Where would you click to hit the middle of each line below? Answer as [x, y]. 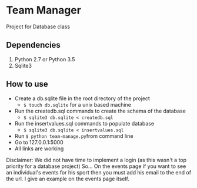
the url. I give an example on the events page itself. [68, 179]
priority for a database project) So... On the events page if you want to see [96, 166]
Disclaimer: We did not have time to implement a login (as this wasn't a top [96, 160]
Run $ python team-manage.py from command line [74, 136]
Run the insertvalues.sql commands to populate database [84, 123]
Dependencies [33, 45]
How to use [27, 84]
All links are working [39, 149]
